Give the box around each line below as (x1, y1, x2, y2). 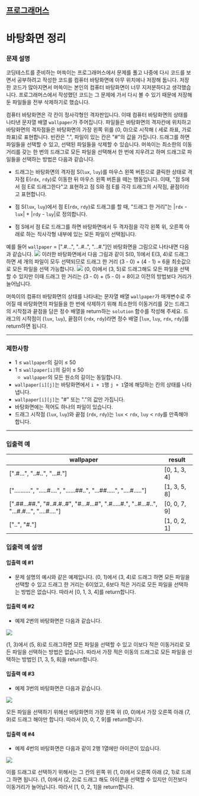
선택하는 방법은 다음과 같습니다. (21, 155, 95, 163)
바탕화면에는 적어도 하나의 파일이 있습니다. (14, 403, 114, 410)
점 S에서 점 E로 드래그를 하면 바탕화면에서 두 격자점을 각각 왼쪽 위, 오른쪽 (14, 223, 184, 230)
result (168, 456, 185, 464)
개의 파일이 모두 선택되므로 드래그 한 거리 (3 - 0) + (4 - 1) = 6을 (23, 257, 171, 265)
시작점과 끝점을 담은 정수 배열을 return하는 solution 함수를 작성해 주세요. (12, 307, 182, 314)
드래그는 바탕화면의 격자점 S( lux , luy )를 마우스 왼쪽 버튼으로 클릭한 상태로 (14, 168, 187, 175)
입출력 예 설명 (6, 543, 43, 552)
